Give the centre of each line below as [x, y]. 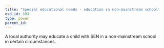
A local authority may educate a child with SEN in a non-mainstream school [81, 36]
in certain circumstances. [31, 42]
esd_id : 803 [17, 14]
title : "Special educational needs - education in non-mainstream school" [83, 9]
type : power [17, 18]
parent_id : [16, 23]
